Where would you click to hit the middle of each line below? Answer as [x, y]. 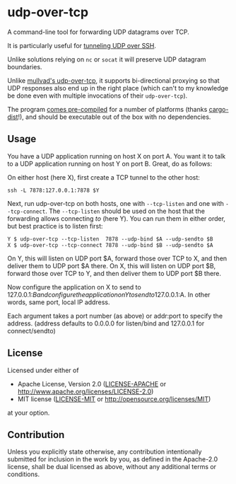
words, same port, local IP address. [59, 302]
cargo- [219, 109]
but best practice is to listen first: [55, 226]
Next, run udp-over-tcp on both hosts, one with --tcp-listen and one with [116, 203]
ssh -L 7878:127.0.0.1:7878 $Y [53, 190]
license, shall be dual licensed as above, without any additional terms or [112, 467]
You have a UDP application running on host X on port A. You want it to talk [117, 156]
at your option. [29, 413]
